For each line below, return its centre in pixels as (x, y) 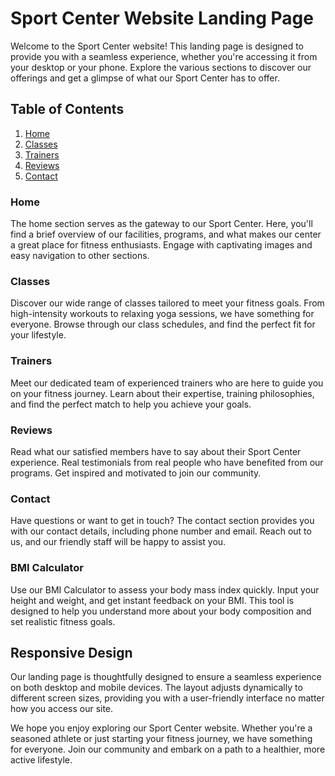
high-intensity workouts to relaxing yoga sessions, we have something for (162, 314)
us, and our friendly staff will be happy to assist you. (118, 542)
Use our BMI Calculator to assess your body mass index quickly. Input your (165, 589)
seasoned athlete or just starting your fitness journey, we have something (161, 739)
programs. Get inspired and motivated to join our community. (136, 473)
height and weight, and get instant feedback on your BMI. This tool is (152, 600)
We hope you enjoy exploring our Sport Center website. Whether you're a (161, 728)
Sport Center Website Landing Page (162, 18)
